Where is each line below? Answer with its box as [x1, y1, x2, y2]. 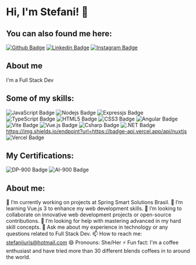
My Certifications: [6, 151, 74, 161]
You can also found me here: [6, 29, 112, 39]
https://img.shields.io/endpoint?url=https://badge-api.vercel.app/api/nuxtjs [6, 128, 187, 135]
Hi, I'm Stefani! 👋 [6, 5, 89, 19]
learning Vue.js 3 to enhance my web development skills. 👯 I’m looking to [6, 205, 183, 212]
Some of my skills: [6, 94, 74, 104]
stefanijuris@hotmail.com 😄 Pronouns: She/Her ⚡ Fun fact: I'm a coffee [6, 239, 179, 246]
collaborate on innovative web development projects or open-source [6, 211, 171, 218]
